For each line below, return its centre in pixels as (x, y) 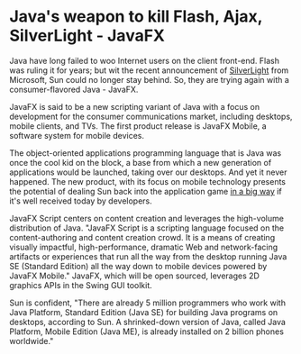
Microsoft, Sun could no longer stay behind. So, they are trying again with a (150, 79)
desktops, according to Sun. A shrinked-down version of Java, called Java (148, 322)
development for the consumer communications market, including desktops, (151, 116)
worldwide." (32, 340)
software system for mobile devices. (77, 135)
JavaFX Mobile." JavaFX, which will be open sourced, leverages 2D (134, 276)
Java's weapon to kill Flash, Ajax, (136, 17)
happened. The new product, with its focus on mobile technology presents (148, 181)
